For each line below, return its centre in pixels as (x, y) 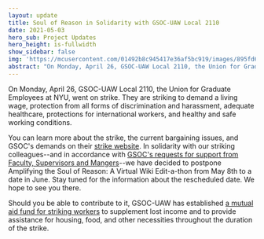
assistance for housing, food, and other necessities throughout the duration (130, 219)
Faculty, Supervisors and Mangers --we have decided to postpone (115, 163)
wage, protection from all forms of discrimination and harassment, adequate (131, 105)
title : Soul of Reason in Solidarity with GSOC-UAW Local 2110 (114, 23)
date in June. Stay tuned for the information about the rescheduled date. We (132, 179)
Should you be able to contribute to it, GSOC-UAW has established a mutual (131, 203)
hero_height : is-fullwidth (52, 45)
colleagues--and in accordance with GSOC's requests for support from (123, 154)
